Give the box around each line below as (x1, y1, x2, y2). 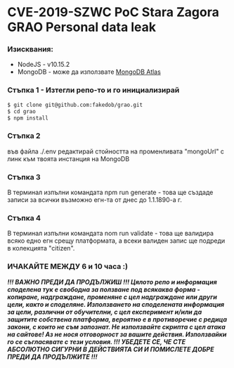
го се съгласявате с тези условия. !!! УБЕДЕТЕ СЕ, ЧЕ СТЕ (7, 337, 186, 345)
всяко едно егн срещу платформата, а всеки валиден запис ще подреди (7, 236, 226, 245)
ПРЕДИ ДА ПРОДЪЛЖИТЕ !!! (7, 353, 98, 361)
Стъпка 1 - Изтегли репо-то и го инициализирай (7, 85, 180, 95)
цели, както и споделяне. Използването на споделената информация (7, 300, 225, 308)
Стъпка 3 (7, 172, 41, 182)
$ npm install (7, 114, 49, 122)
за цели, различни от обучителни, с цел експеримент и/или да (7, 307, 202, 316)
